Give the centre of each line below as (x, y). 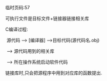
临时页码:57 (18, 7)
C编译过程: (17, 29)
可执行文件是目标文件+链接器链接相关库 (47, 18)
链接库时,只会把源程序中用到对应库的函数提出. (54, 73)
